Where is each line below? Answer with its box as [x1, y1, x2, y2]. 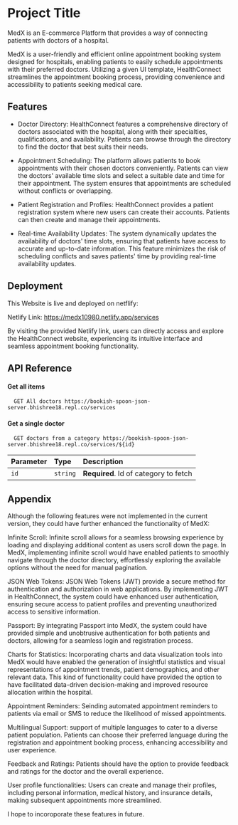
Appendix [7, 493, 52, 505]
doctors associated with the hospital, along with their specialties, [17, 127, 208, 136]
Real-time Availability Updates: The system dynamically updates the [17, 229, 217, 238]
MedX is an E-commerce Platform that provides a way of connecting [7, 28, 208, 37]
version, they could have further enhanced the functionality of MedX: [7, 520, 210, 528]
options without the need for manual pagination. [7, 564, 148, 572]
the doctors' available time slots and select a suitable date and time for [17, 171, 225, 179]
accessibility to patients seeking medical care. [7, 80, 143, 88]
